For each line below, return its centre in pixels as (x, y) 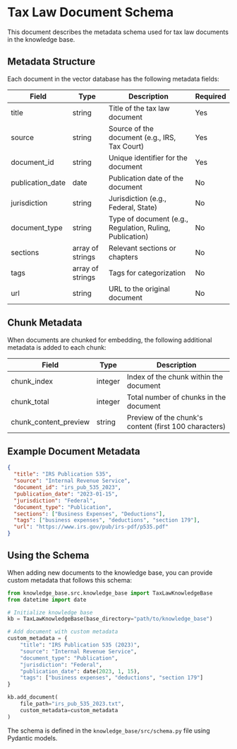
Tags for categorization (147, 273)
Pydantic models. (32, 738)
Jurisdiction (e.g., (138, 198)
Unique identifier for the (148, 158)
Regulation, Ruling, (139, 227)
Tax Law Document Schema (91, 12)
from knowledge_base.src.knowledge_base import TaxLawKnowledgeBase (110, 593)
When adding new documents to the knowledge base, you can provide (110, 572)
